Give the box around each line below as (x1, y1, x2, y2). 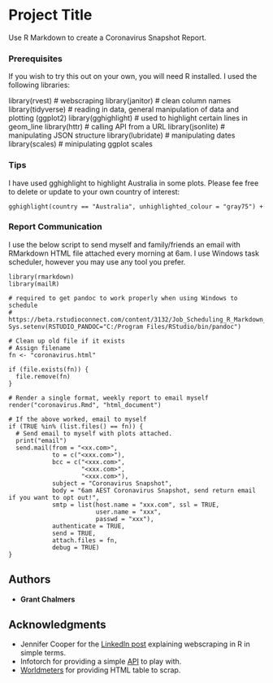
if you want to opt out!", (8, 493, 100, 501)
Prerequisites (8, 53, 63, 64)
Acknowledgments (8, 618, 107, 632)
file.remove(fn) (15, 372, 71, 380)
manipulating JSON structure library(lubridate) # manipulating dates (8, 130, 236, 140)
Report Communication (8, 221, 103, 233)
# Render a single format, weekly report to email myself (8, 393, 209, 402)
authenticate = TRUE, (51, 522, 126, 530)
